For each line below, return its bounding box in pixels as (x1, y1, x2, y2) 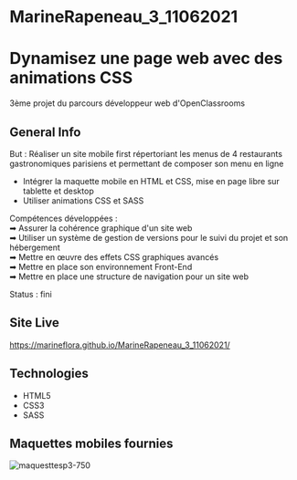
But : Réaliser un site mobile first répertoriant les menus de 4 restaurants (9, 148, 283, 159)
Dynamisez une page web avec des (9, 48, 283, 69)
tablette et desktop (22, 185, 94, 196)
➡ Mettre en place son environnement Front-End (9, 261, 193, 272)
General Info (9, 124, 81, 140)
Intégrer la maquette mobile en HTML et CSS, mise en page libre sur (22, 175, 281, 186)
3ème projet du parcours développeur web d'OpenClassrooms (9, 98, 245, 109)
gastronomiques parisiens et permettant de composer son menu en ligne (9, 158, 284, 169)
